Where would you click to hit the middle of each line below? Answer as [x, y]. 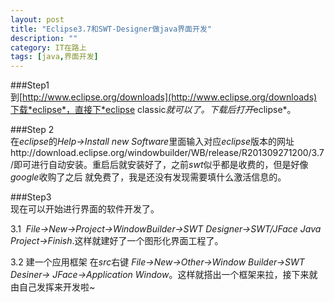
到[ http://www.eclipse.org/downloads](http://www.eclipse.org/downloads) [164, 97]
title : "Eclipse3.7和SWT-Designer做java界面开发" [111, 29]
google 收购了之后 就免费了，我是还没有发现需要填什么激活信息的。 [148, 177]
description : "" [44, 38]
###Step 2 [32, 130]
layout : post [37, 19]
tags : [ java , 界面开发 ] [54, 57]
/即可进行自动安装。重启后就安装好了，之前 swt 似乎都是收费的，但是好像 [159, 165]
